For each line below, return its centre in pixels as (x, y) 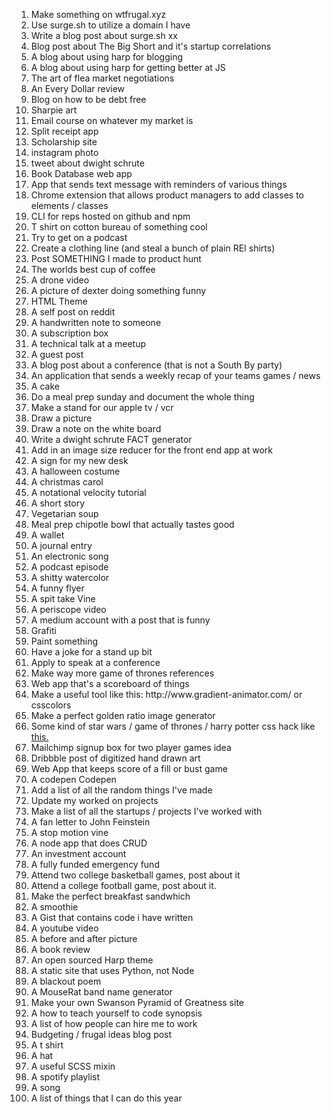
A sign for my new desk (79, 460)
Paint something (64, 641)
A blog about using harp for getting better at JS (128, 67)
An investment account (78, 853)
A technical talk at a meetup (88, 343)
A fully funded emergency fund (95, 864)
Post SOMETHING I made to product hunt (116, 258)
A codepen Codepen (73, 779)
